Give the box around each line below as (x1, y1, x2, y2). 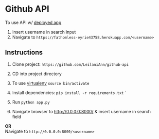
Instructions (5, 48, 43, 57)
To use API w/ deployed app (5, 20, 62, 25)
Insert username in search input (12, 29, 76, 35)
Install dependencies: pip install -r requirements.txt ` (12, 89, 126, 96)
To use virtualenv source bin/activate (12, 80, 89, 86)
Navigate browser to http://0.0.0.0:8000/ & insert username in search (12, 108, 151, 114)
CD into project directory (12, 71, 62, 77)
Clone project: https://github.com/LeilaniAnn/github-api (12, 61, 129, 67)
